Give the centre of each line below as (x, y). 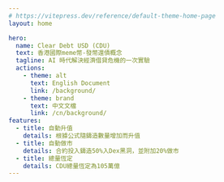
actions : (30, 68)
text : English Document (70, 83)
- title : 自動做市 (44, 143)
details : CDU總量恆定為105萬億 (71, 166)
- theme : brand (49, 98)
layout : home (30, 23)
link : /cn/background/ (68, 113)
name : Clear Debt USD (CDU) (63, 45)
